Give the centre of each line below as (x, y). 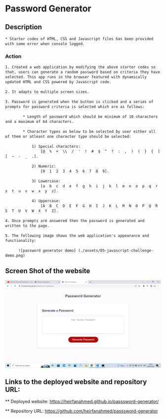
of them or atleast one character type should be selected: (68, 137)
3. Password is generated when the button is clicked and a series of (79, 102)
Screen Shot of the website (48, 271)
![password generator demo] (47, 251)
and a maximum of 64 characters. (40, 122)
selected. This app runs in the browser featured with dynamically (76, 77)
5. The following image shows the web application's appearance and (77, 236)
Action (13, 56)
